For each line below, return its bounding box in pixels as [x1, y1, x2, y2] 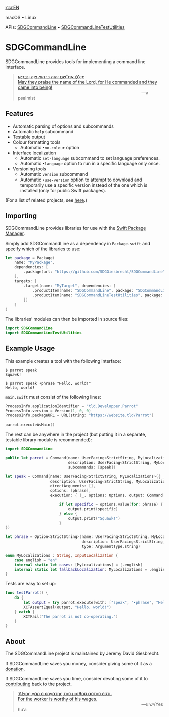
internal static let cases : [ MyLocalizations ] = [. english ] [14, 562, 143, 567]
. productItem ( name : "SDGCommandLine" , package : [32, 288, 134, 293]
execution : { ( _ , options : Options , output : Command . [50, 493, 165, 498]
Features [5, 109, 34, 118]
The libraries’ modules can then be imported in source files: [5, 316, 129, 322]
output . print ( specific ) [68, 506, 118, 511]
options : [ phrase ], [50, 488, 92, 493]
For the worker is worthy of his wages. [17, 696, 98, 702]
